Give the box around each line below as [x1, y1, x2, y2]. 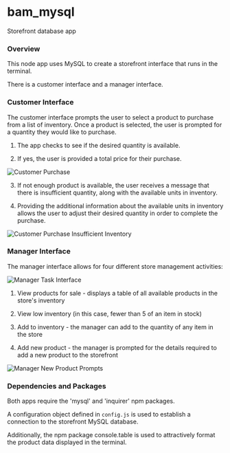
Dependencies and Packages [7, 381, 106, 390]
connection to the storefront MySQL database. [7, 417, 139, 426]
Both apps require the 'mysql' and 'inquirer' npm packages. [7, 397, 175, 406]
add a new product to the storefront [16, 351, 119, 359]
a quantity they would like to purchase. [7, 128, 117, 136]
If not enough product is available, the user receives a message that [16, 181, 209, 189]
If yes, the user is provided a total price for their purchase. [16, 154, 182, 162]
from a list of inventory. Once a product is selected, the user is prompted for [7, 120, 222, 129]
